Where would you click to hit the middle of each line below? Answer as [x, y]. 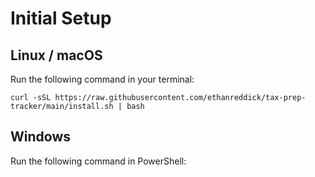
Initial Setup [61, 18]
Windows [40, 137]
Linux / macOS [56, 55]
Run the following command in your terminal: [102, 79]
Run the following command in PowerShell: [98, 161]
